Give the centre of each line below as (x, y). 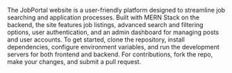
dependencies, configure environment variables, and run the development (114, 47)
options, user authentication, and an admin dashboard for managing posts (113, 32)
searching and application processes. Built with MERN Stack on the (103, 17)
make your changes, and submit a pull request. (74, 62)
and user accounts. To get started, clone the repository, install (96, 40)
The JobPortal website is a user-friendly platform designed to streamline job (116, 10)
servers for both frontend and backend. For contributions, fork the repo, (110, 54)
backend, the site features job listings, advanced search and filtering (105, 25)
